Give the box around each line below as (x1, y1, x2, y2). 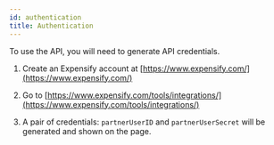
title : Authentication (9, 21, 94, 30)
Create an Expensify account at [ (21, 63, 144, 74)
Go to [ (21, 90, 48, 101)
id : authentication (9, 12, 82, 22)
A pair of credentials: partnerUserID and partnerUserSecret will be (21, 117, 266, 127)
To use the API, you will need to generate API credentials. (9, 45, 220, 56)
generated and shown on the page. (21, 125, 152, 136)
